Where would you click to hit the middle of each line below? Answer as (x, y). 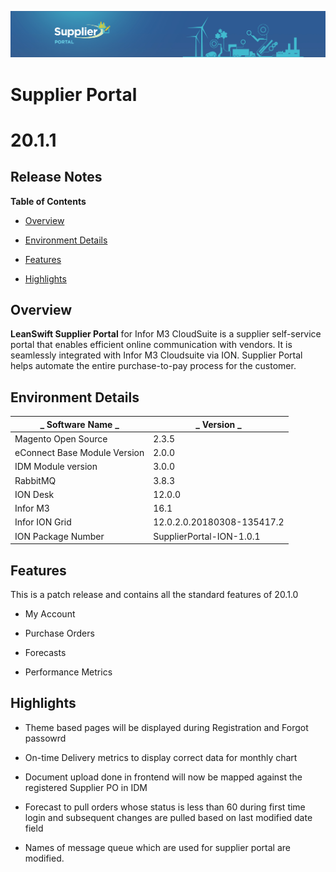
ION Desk (34, 494)
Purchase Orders (59, 633)
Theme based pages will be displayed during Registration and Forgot (166, 727)
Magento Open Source (61, 438)
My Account (50, 614)
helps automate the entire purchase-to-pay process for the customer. (153, 366)
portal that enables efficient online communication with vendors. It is (151, 345)
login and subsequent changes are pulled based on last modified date (168, 817)
